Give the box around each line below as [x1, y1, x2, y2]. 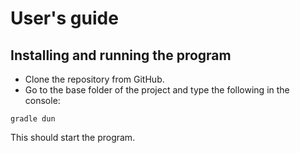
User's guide [10, 7, 119, 30]
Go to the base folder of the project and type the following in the [24, 84, 290, 96]
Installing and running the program [10, 47, 232, 64]
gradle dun [10, 114, 56, 124]
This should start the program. [10, 132, 136, 143]
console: [24, 95, 61, 106]
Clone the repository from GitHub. [24, 73, 165, 85]
